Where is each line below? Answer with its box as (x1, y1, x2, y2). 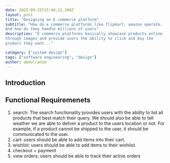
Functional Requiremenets (5, 96, 91, 105)
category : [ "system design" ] (5, 50, 67, 55)
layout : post (5, 12, 33, 17)
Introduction (5, 78, 46, 87)
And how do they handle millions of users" (5, 27, 99, 32)
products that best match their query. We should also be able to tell (12, 114, 154, 121)
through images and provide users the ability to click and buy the (5, 36, 154, 41)
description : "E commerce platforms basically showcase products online (5, 31, 163, 36)
